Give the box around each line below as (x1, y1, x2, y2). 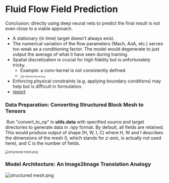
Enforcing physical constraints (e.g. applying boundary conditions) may (12, 78, 161, 84)
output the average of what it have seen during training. (12, 51, 129, 57)
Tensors (5, 107, 26, 114)
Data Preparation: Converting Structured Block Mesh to (5, 101, 144, 108)
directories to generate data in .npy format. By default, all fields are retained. (5, 124, 164, 130)
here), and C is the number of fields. (5, 140, 81, 146)
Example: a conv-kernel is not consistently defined (20, 67, 126, 73)
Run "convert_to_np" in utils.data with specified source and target (6, 119, 145, 125)
